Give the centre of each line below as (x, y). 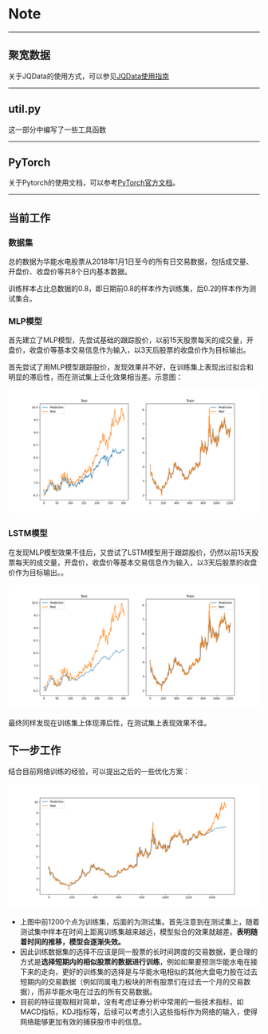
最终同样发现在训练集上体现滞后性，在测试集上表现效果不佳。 (110, 723)
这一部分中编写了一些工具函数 (57, 130)
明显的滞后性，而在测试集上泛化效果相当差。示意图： (96, 377)
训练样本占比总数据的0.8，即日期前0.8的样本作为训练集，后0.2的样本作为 (129, 289)
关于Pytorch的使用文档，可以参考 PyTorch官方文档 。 (94, 183)
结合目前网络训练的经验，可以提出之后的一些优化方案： (99, 771)
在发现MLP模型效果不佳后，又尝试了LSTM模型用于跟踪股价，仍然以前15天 (130, 552)
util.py (25, 109)
